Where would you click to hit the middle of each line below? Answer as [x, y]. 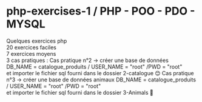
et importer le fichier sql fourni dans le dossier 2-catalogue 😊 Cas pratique [100, 73]
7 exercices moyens [31, 53]
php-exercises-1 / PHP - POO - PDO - [101, 11]
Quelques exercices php [37, 41]
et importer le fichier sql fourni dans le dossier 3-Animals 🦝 [80, 92]
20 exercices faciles [31, 47]
